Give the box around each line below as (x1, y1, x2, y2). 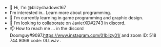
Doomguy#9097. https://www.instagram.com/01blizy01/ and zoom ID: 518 (9, 32, 157, 38)
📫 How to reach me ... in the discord (9, 26, 84, 31)
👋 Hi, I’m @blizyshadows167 (9, 5, 66, 10)
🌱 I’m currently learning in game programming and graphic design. (9, 15, 143, 20)
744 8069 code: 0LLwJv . (9, 38, 61, 43)
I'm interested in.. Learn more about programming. (9, 10, 111, 16)
